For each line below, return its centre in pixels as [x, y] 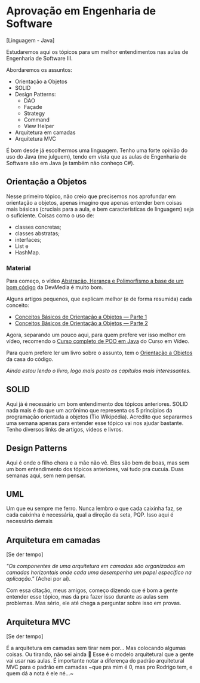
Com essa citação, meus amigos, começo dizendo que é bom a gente [92, 590]
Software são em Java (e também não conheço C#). [70, 163]
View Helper [39, 126]
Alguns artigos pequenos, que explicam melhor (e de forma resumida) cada [99, 299]
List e [21, 246]
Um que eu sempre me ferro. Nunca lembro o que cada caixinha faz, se [94, 509]
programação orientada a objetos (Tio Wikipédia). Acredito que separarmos [99, 417]
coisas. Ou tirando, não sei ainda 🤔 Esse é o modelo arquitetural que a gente [100, 654]
